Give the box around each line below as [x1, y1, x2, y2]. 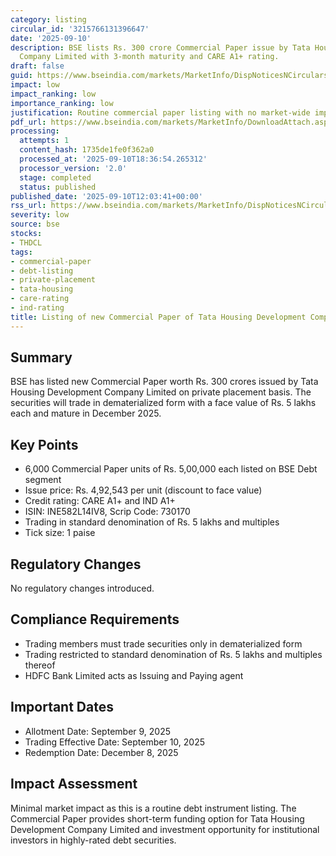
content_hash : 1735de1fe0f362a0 [19, 145, 155, 155]
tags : [10, 247, 33, 257]
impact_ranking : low [10, 89, 97, 99]
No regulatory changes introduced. [10, 582, 155, 595]
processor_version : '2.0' [19, 163, 128, 173]
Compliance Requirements [10, 611, 180, 628]
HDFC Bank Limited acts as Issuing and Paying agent [24, 669, 244, 681]
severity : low [10, 210, 70, 220]
